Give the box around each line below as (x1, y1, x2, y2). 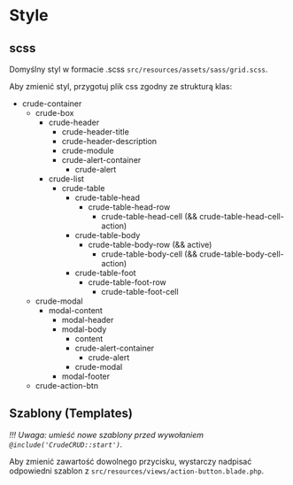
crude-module (61, 145, 114, 156)
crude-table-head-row (88, 202, 171, 212)
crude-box (35, 108, 74, 118)
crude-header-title (61, 127, 130, 137)
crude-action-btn (35, 381, 99, 390)
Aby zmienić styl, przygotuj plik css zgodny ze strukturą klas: (9, 81, 233, 91)
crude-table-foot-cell (101, 287, 179, 296)
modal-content (48, 305, 104, 315)
